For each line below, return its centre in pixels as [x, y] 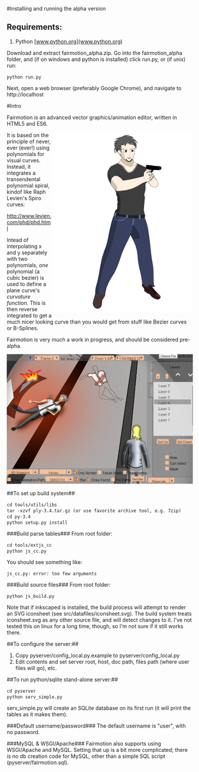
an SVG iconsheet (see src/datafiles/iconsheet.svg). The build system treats [99, 614]
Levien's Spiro [24, 198]
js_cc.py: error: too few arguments [52, 574]
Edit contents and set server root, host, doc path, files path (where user [102, 662]
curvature [19, 296]
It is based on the [28, 135]
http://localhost [25, 94]
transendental [24, 179]
